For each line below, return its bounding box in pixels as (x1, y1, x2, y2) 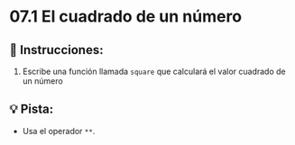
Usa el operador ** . (22, 125, 96, 136)
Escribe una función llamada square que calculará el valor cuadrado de (22, 66, 286, 77)
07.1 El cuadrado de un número (9, 6, 242, 27)
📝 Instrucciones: (9, 42, 104, 58)
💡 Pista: (9, 102, 54, 117)
